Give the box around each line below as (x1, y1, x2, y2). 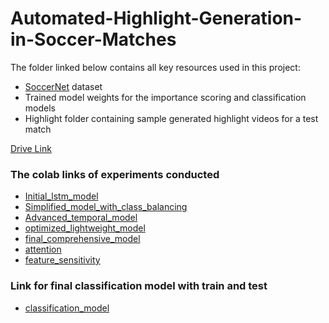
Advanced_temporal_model (24, 212, 138, 224)
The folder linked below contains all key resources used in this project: (10, 61, 301, 73)
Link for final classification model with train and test (10, 279, 268, 293)
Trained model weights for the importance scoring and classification (24, 91, 307, 103)
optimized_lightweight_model (24, 222, 146, 234)
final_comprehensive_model (24, 233, 141, 245)
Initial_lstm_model (24, 190, 99, 202)
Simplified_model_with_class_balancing (24, 201, 188, 213)
